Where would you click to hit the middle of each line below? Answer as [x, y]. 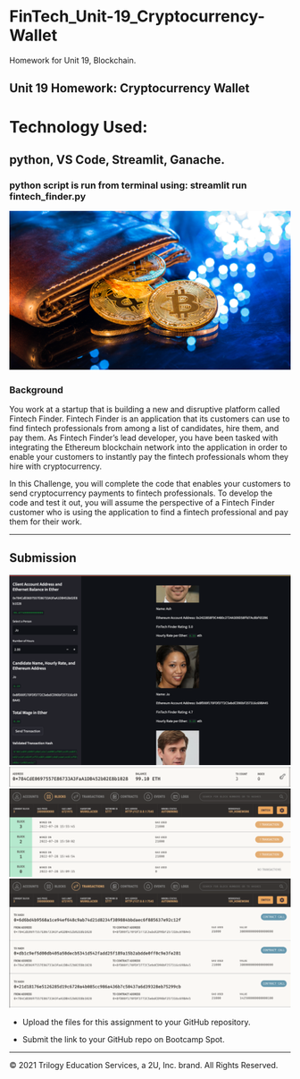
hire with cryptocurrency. [56, 466]
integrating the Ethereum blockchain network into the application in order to [148, 447]
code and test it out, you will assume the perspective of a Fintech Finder [142, 502]
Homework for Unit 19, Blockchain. [73, 60]
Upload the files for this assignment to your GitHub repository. [136, 1022]
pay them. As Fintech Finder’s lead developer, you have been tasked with [144, 438]
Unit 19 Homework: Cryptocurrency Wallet [129, 88]
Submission [43, 558]
